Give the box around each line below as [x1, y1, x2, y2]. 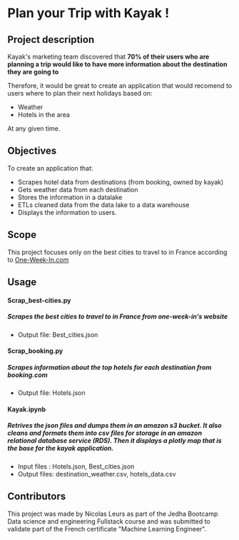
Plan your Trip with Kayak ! [7, 5, 170, 21]
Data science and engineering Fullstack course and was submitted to [7, 516, 210, 526]
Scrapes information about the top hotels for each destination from [7, 363, 212, 371]
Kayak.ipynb [7, 405, 46, 414]
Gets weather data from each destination [17, 185, 138, 194]
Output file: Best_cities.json [17, 330, 98, 339]
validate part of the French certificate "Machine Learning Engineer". [7, 524, 207, 533]
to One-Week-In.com [7, 255, 69, 264]
